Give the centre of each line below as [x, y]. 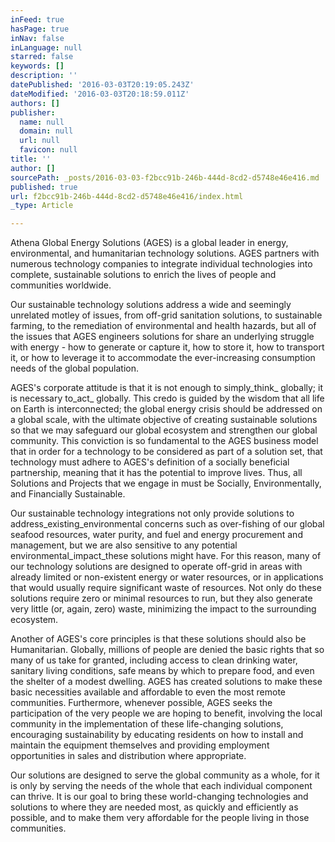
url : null [39, 141]
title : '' [31, 159]
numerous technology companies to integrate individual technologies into [161, 264]
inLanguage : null [46, 47]
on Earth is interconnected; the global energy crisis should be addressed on [166, 409]
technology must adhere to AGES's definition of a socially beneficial [150, 462]
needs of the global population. [74, 368]
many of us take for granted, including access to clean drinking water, [154, 660]
